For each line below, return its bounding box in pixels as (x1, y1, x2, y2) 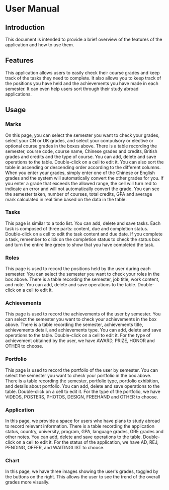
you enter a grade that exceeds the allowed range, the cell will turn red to (5, 180, 157, 186)
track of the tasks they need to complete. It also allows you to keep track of (5, 75, 161, 81)
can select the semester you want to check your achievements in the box (5, 316, 157, 322)
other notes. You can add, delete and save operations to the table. (5, 434, 142, 440)
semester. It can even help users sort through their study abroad (5, 86, 139, 92)
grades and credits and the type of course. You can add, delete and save (5, 153, 156, 159)
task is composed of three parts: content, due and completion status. (5, 225, 148, 231)
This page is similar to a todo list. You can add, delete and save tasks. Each (5, 220, 161, 226)
